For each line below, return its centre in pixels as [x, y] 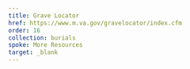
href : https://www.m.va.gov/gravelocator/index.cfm [95, 23]
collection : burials [42, 38]
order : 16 [25, 30]
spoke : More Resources [46, 45]
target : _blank [33, 52]
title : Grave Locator [44, 15]
